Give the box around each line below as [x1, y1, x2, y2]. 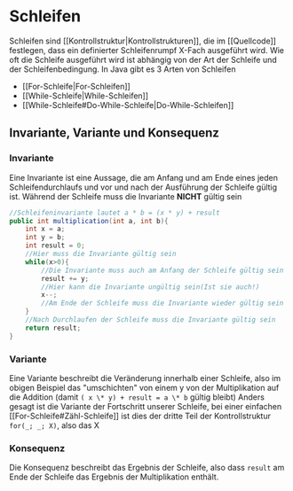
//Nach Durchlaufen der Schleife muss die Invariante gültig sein [25, 316, 276, 324]
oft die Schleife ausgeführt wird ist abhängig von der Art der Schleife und [9, 54, 277, 65]
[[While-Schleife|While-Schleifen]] [21, 90, 149, 101]
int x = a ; [25, 224, 66, 234]
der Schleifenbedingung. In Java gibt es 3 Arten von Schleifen [9, 64, 236, 74]
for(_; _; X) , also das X [9, 419, 100, 431]
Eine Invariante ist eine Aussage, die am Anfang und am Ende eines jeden [9, 172, 278, 183]
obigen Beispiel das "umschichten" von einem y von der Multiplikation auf [9, 382, 280, 393]
